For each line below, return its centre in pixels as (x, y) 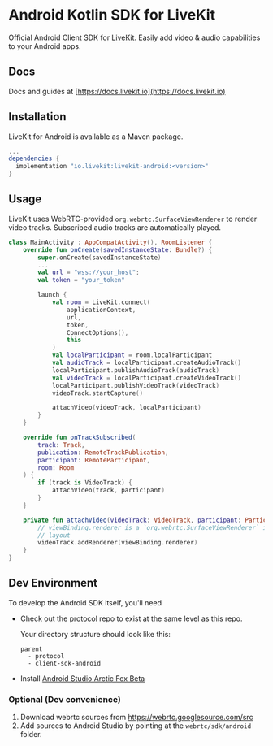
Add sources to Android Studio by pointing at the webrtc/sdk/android (136, 726)
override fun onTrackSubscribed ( (80, 437)
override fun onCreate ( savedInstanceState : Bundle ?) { (118, 249)
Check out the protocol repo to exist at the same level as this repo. (131, 618)
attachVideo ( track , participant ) (108, 490)
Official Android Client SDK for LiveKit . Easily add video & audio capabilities (134, 37)
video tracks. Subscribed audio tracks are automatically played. (115, 227)
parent (31, 649)
